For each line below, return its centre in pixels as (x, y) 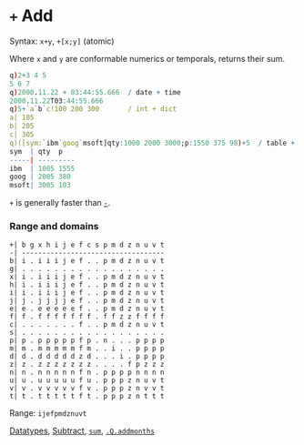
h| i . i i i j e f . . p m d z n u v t (87, 285)
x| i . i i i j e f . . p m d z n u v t (87, 277)
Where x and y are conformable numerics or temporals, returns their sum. (147, 58)
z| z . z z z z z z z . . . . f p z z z (87, 365)
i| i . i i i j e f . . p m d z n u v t (87, 293)
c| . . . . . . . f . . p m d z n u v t (87, 325)
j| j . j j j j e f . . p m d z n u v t (87, 301)
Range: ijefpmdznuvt (48, 413)
